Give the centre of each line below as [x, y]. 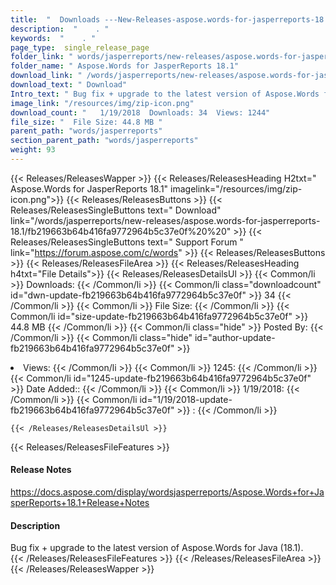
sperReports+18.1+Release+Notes [80, 503]
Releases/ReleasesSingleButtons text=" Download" [116, 210]
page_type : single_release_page [80, 47]
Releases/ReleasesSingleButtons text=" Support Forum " [127, 242]
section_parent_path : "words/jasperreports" [104, 141]
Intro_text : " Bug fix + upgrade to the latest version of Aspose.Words [165, 94]
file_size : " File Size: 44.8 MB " [86, 122]
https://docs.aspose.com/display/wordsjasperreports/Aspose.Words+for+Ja [167, 492]
